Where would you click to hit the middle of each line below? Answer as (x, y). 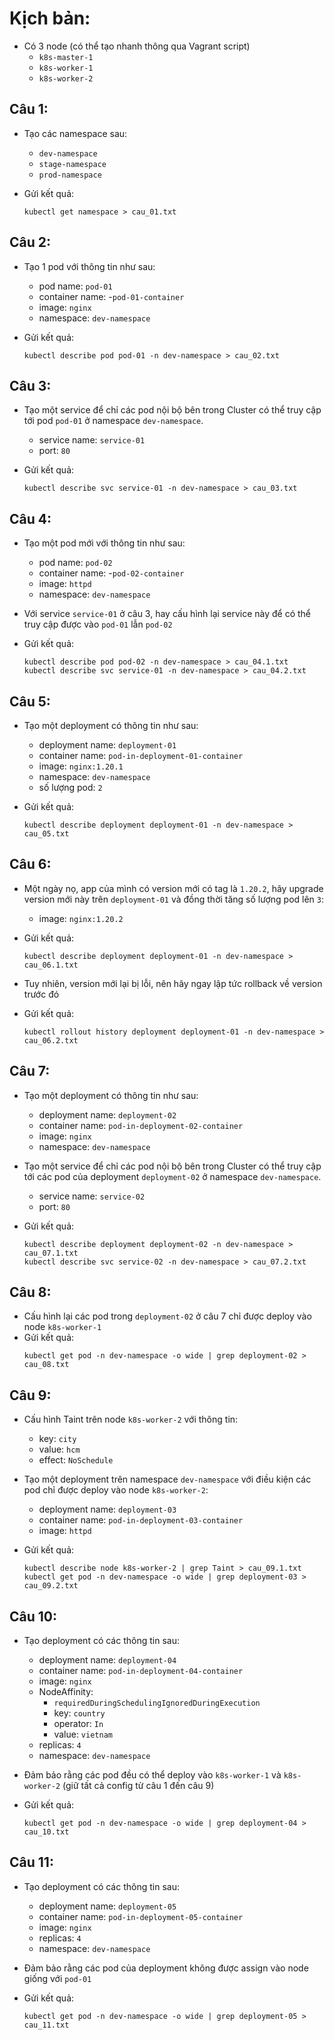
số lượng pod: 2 (70, 787)
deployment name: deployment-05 (107, 1906)
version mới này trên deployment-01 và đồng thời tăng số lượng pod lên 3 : (174, 899)
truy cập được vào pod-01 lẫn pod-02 (98, 624)
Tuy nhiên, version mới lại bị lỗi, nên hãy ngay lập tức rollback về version (173, 983)
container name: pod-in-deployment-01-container (141, 755)
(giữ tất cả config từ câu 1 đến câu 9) (138, 1786)
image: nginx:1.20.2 (81, 918)
